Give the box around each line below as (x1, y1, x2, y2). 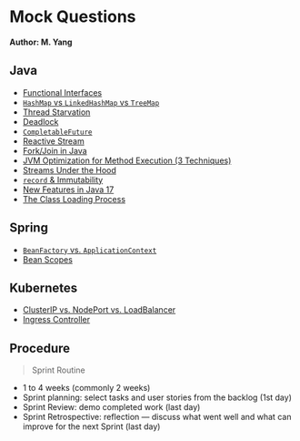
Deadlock (22, 116, 59, 127)
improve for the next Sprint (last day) (22, 421, 161, 432)
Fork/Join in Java (22, 145, 88, 156)
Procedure (9, 340, 71, 356)
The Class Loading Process (22, 193, 125, 204)
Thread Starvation (22, 107, 91, 118)
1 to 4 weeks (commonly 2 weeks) (22, 383, 151, 394)
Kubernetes (9, 280, 78, 295)
